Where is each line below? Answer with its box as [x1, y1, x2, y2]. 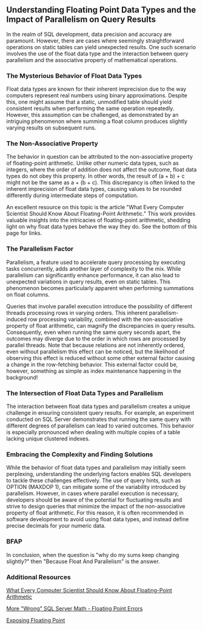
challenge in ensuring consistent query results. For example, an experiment [6, 409, 195, 416]
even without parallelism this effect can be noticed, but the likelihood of [6, 348, 185, 355]
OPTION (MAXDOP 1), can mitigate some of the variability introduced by [6, 483, 186, 491]
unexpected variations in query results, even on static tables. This [6, 278, 171, 285]
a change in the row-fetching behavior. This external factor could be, [6, 361, 178, 368]
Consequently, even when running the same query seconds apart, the [6, 328, 181, 336]
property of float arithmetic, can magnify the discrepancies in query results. [6, 322, 196, 329]
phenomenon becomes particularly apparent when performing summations [6, 284, 194, 291]
